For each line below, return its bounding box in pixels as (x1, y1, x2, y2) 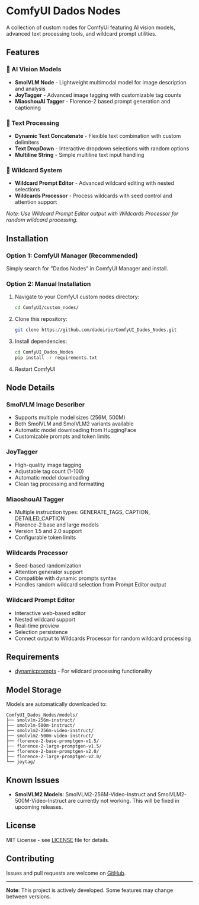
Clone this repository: (14, 316, 68, 323)
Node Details (6, 383, 55, 393)
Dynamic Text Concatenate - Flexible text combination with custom (14, 132, 181, 139)
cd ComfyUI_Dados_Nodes (14, 349, 74, 355)
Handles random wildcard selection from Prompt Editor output (14, 581, 167, 588)
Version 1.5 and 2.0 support (14, 527, 82, 534)
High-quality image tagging (14, 461, 82, 468)
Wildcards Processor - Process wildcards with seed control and (14, 192, 173, 200)
